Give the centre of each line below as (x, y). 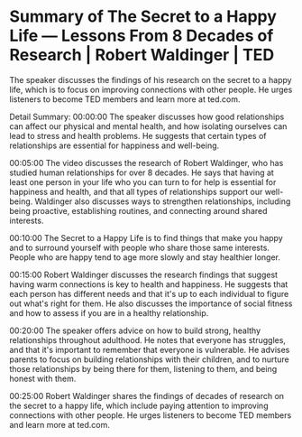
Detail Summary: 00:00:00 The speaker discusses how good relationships (147, 116)
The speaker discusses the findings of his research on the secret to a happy (151, 79)
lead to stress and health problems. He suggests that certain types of (138, 135)
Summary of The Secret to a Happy (143, 17)
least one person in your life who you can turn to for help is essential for (143, 181)
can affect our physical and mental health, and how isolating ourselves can (148, 126)
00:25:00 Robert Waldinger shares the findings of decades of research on (147, 395)
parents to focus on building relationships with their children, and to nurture (150, 359)
